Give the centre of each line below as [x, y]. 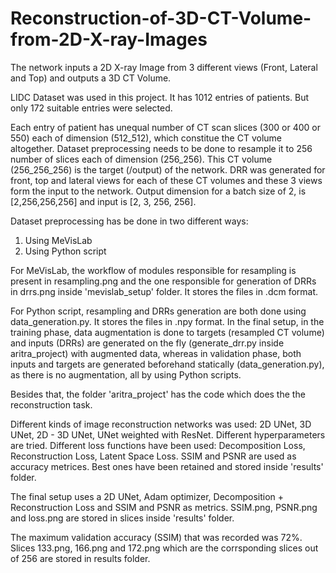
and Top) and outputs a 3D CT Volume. [91, 78]
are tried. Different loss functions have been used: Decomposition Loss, [158, 445]
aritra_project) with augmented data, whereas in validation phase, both [156, 353]
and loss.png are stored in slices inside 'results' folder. [122, 518]
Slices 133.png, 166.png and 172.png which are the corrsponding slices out [164, 548]
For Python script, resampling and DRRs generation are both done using [158, 311]
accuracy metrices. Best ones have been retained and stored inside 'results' [167, 466]
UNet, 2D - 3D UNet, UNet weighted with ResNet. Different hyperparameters [168, 434]
